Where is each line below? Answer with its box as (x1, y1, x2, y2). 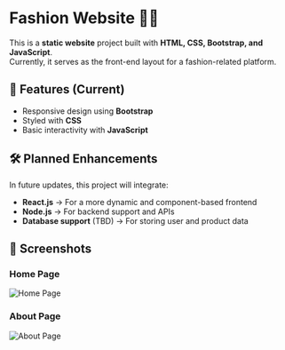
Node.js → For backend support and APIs (21, 206, 175, 217)
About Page (9, 310, 61, 322)
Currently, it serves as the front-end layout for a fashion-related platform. (9, 56, 277, 67)
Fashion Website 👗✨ (9, 8, 160, 28)
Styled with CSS (21, 115, 82, 125)
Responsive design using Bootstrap (21, 106, 154, 116)
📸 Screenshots (9, 241, 92, 256)
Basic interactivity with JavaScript (21, 124, 148, 135)
